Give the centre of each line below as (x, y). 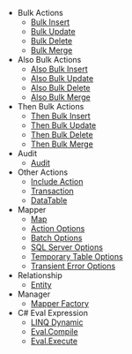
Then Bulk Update (63, 125)
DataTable (49, 200)
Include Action (57, 181)
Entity (41, 285)
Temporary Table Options (77, 256)
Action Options (58, 228)
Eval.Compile (54, 331)
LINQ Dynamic (57, 322)
